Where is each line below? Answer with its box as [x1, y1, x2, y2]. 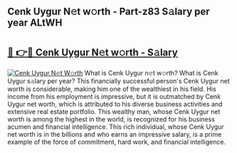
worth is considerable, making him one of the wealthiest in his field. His [7, 85, 216, 93]
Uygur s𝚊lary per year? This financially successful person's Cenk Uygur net [7, 77, 230, 85]
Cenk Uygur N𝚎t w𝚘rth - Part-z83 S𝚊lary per [7, 6, 210, 18]
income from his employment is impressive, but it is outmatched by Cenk [7, 93, 221, 100]
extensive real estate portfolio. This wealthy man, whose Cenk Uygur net [7, 107, 221, 116]
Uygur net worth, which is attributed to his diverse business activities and [7, 100, 223, 108]
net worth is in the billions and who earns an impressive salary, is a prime [7, 130, 222, 138]
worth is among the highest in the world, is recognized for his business [7, 115, 216, 123]
